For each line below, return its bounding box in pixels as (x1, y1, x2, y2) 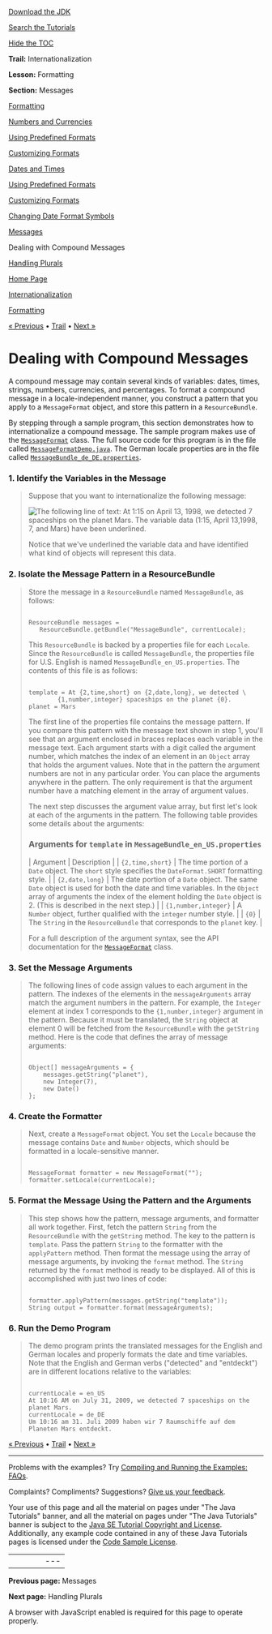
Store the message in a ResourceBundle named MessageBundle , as (28, 587, 244, 597)
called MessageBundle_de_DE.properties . (8, 452, 142, 461)
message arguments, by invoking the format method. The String (28, 1256, 244, 1266)
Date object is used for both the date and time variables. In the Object (28, 883, 260, 893)
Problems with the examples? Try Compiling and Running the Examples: (8, 1463, 249, 1473)
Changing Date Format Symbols (8, 211, 115, 221)
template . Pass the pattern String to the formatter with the (28, 1239, 223, 1249)
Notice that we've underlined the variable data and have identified (28, 539, 249, 550)
